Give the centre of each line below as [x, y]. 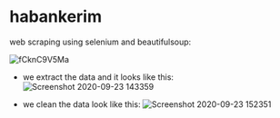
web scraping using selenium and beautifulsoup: [100, 42]
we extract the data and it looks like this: [98, 77]
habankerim [56, 17]
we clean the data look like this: [81, 104]
